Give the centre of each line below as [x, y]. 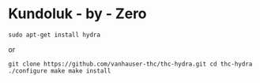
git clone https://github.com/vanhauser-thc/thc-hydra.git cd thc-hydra [130, 64]
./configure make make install [60, 71]
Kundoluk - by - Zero [78, 14]
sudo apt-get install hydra [55, 35]
